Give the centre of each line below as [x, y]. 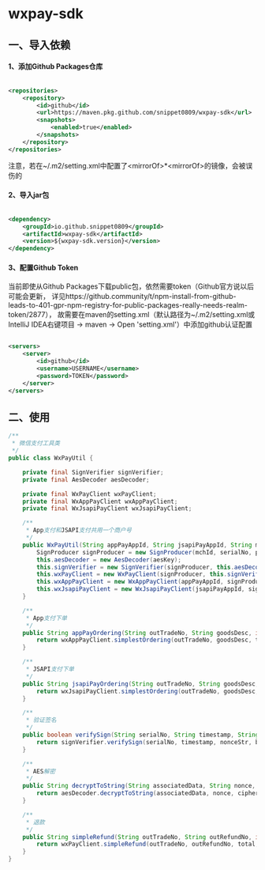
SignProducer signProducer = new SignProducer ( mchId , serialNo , [144, 552]
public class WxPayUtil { [50, 458]
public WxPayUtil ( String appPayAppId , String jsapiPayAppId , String [137, 545]
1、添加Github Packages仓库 [56, 66]
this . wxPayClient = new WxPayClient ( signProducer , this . [132, 574]
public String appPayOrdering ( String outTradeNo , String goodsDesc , [137, 633]
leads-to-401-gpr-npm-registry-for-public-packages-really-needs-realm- [128, 305]
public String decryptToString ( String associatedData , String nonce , [139, 786]
